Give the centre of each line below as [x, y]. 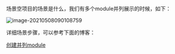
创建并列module [26, 45]
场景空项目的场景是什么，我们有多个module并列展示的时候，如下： [89, 9]
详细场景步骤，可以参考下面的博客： [51, 32]
